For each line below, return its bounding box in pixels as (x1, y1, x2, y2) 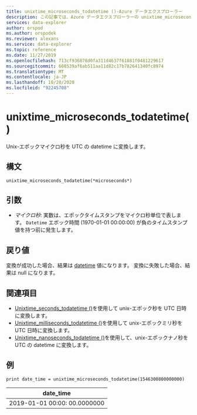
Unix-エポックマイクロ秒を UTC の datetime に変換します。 (6, 143, 149, 150)
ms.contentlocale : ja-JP (6, 74, 67, 80)
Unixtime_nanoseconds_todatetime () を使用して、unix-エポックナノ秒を (14, 334, 189, 341)
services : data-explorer (6, 19, 67, 25)
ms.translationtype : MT (6, 69, 64, 75)
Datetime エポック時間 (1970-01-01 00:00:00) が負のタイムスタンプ (26, 219, 188, 226)
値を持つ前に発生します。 (14, 227, 76, 234)
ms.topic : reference (6, 47, 57, 53)
